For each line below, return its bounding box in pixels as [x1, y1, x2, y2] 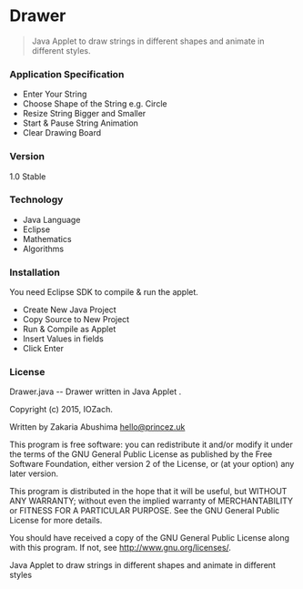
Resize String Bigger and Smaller [22, 108, 146, 119]
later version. [9, 468, 59, 479]
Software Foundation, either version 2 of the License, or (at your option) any [9, 459, 295, 470]
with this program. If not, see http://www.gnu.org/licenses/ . [9, 543, 232, 553]
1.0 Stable [9, 170, 46, 182]
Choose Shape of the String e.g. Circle [22, 98, 167, 109]
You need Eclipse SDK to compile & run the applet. [9, 287, 198, 298]
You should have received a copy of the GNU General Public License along [9, 533, 289, 543]
